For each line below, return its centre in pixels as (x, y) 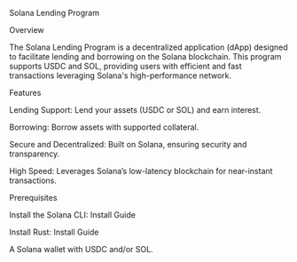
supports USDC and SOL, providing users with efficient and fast (125, 66)
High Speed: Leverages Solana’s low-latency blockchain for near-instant (141, 171)
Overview (27, 30)
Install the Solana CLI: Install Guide (72, 215)
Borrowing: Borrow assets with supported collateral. (104, 127)
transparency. (35, 154)
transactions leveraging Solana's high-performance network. (121, 75)
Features (25, 93)
